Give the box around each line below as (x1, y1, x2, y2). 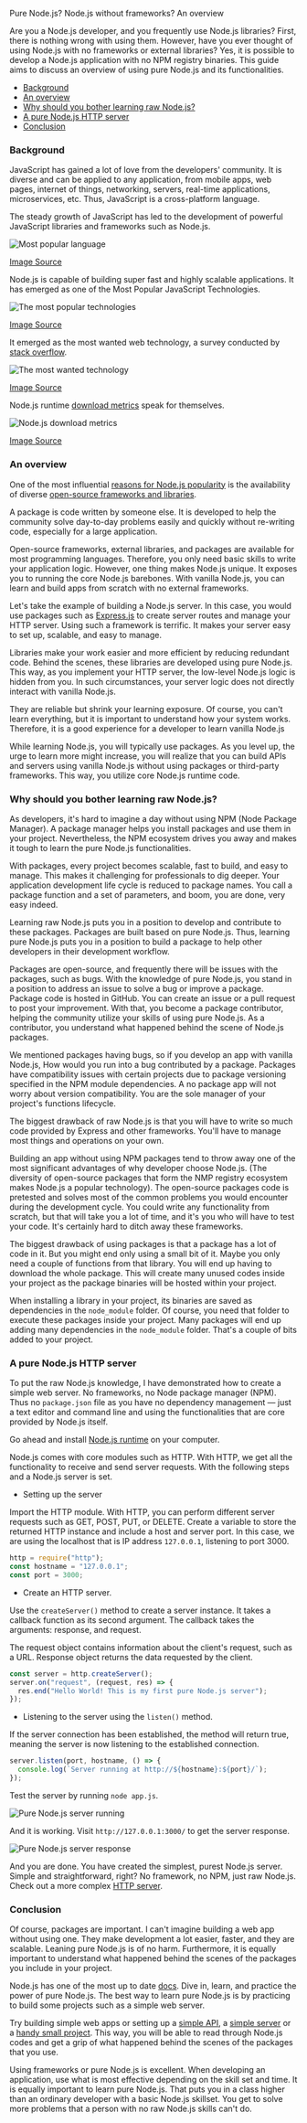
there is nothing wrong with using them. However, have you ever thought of (9, 36, 293, 46)
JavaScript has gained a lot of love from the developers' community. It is (9, 165, 282, 176)
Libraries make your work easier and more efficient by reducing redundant (9, 646, 290, 657)
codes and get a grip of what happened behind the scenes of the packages (9, 2037, 294, 2048)
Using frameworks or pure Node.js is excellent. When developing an (9, 2064, 266, 2075)
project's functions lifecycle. (9, 1097, 116, 1109)
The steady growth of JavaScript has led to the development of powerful (9, 211, 283, 222)
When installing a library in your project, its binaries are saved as (9, 1295, 253, 1306)
